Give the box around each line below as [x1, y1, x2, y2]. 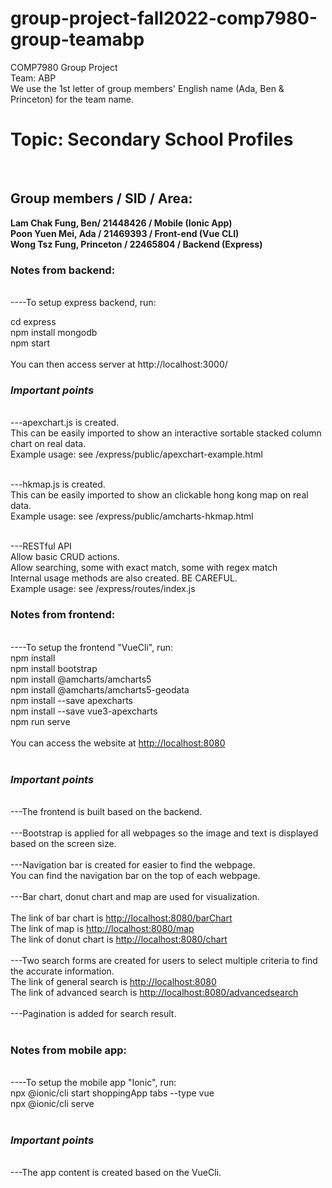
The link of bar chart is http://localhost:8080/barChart [10, 912, 233, 924]
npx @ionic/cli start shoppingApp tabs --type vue [10, 1087, 215, 1099]
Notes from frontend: [10, 608, 116, 622]
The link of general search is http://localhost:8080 [10, 975, 217, 987]
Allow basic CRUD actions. [10, 551, 120, 563]
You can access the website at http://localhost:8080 [10, 737, 226, 749]
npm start [10, 337, 51, 349]
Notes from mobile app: [10, 1043, 128, 1057]
